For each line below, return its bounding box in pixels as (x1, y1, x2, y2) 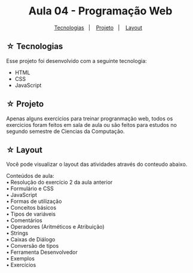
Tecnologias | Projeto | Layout (54, 24, 142, 31)
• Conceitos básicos (6, 204, 57, 211)
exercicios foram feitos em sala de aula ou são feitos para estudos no (6, 121, 177, 128)
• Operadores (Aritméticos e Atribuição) (6, 223, 105, 230)
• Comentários (6, 217, 43, 224)
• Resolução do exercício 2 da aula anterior (6, 178, 113, 186)
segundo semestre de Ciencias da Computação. (6, 128, 125, 135)
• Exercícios (6, 262, 36, 269)
